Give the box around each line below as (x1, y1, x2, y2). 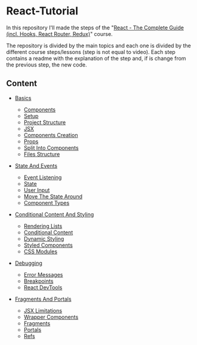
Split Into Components (23, 144, 79, 151)
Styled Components (23, 241, 73, 249)
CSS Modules (23, 247, 58, 255)
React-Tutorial (6, 4, 79, 18)
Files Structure (23, 150, 60, 158)
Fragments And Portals (14, 295, 72, 302)
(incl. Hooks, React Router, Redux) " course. (6, 30, 113, 37)
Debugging (14, 259, 43, 267)
